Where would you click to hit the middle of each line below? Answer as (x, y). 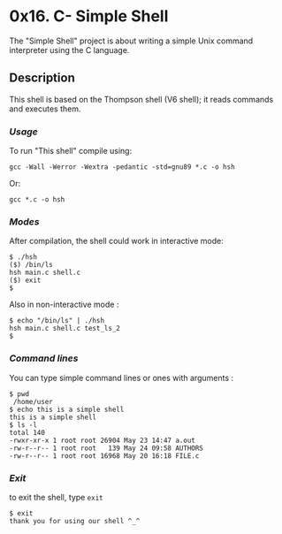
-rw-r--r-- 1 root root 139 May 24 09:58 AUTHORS (106, 448)
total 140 (27, 432)
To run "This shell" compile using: (71, 151)
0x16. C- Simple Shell (89, 16)
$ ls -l (23, 425)
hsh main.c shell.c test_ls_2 (65, 329)
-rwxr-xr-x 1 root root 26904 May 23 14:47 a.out (103, 440)
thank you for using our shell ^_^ (75, 521)
